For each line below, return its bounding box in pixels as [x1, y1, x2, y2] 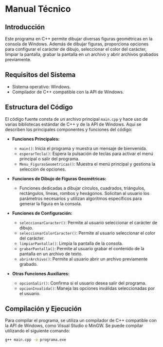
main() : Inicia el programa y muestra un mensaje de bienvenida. [19, 145, 147, 151]
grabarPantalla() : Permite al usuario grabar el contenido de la [19, 245, 145, 251]
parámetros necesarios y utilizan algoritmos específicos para [19, 195, 142, 201]
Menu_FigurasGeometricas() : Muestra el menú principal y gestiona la [19, 161, 156, 167]
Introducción [5, 23, 45, 31]
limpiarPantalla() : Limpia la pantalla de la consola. [19, 240, 123, 246]
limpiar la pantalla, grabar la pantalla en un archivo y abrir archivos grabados [5, 51, 159, 57]
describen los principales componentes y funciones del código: [5, 126, 133, 132]
